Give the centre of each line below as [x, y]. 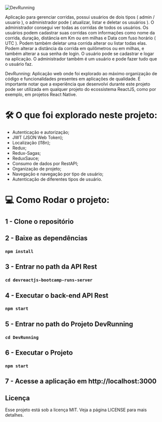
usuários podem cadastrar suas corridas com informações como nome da [80, 33]
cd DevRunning [22, 337]
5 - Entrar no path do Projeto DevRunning [69, 324]
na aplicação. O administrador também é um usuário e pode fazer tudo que [81, 59]
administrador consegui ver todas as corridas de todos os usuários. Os [77, 28]
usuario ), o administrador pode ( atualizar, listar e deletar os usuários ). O [80, 22]
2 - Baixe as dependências [46, 238]
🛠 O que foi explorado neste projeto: [81, 115]
